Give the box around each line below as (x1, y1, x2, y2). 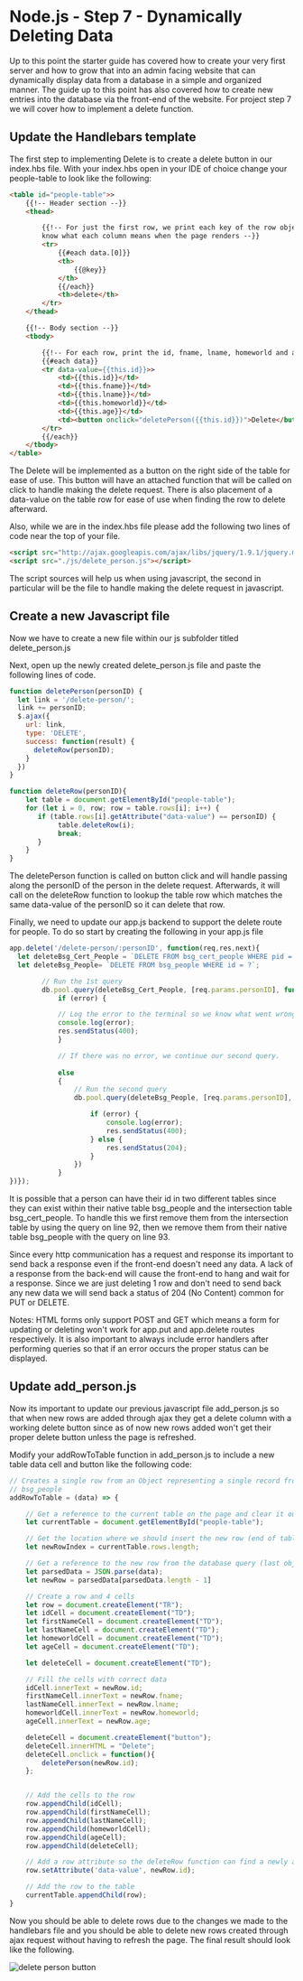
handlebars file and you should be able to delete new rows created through (9, 1925, 289, 1936)
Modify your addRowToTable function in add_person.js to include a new (9, 1449, 275, 1460)
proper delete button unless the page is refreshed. (9, 1431, 197, 1442)
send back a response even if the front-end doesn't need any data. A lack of (9, 1259, 293, 1270)
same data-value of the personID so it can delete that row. (9, 899, 225, 910)
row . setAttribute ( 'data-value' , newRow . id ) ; (25, 1866, 196, 1875)
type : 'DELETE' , (25, 729, 87, 738)
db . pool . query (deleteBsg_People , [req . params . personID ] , (73, 1093, 293, 1102)
